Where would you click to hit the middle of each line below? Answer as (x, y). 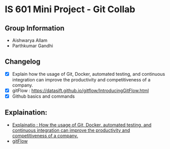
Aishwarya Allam (30, 40)
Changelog (23, 62)
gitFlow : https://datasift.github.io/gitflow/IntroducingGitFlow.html (80, 91)
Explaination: (26, 113)
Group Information (35, 28)
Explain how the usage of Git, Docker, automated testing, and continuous (89, 74)
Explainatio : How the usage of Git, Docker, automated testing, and (82, 125)
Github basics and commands (43, 96)
